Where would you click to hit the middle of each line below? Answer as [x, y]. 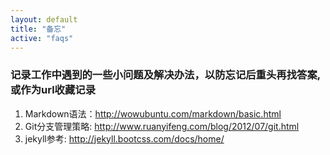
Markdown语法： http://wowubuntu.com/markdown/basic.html [153, 113]
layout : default [44, 19]
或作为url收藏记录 [53, 90]
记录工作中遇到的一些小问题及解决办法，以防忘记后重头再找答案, [165, 75]
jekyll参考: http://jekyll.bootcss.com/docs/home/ [124, 138]
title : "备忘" [38, 29]
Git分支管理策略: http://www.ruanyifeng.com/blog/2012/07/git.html [162, 126]
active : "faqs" [42, 38]
